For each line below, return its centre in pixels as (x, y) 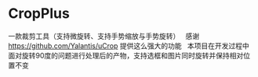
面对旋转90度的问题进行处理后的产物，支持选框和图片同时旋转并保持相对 (126, 55)
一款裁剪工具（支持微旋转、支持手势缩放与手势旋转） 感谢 (104, 36)
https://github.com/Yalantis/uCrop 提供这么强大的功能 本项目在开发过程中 (129, 45)
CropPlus (39, 14)
